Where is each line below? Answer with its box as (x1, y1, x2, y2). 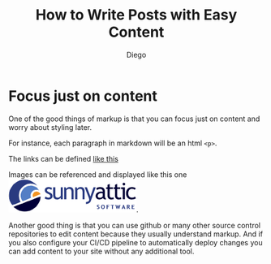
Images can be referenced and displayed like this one (8, 169, 187, 180)
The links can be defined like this (8, 154, 119, 163)
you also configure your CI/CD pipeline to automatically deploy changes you (8, 237, 263, 247)
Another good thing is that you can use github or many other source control (8, 220, 261, 230)
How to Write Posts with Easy (35, 6, 238, 24)
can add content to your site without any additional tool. (8, 246, 195, 256)
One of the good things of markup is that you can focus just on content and (8, 114, 260, 123)
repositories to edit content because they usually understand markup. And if (8, 229, 264, 239)
